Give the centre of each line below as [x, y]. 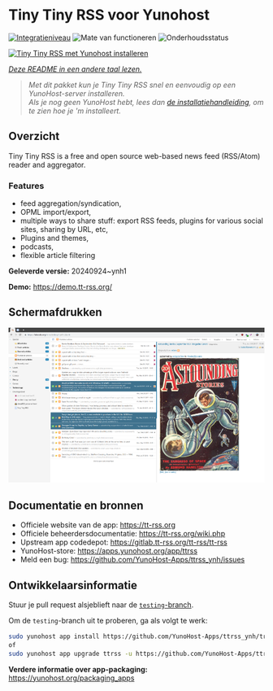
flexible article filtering [58, 256]
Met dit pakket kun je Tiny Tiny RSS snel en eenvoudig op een [132, 85]
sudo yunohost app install [54, 636]
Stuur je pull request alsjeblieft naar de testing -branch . [101, 605]
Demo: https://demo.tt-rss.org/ [60, 287]
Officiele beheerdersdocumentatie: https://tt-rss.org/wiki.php [123, 534]
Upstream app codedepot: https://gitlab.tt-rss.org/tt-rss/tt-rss [123, 542]
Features [26, 186]
